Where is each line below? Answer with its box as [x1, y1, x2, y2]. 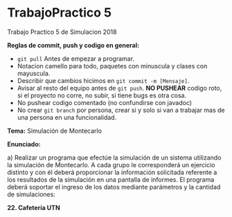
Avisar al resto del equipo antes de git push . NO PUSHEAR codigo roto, [17, 84, 222, 92]
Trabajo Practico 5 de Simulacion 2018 [7, 28, 117, 36]
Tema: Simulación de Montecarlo [7, 126, 102, 135]
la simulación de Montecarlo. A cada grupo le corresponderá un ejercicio [7, 160, 216, 169]
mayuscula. [17, 69, 51, 77]
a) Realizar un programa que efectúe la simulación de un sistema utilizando [7, 153, 222, 162]
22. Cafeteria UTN [7, 203, 60, 211]
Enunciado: [7, 140, 41, 148]
